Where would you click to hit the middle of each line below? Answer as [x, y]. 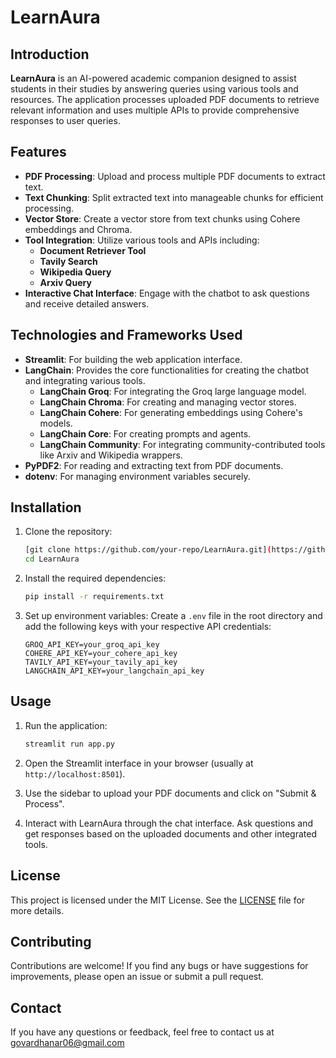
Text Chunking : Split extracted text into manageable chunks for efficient [174, 197]
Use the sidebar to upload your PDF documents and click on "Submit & [170, 793]
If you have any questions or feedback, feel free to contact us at [142, 1032]
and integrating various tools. [85, 380]
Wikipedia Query [75, 272]
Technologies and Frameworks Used [126, 335]
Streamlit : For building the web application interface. [133, 359]
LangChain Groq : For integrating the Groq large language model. [173, 391]
